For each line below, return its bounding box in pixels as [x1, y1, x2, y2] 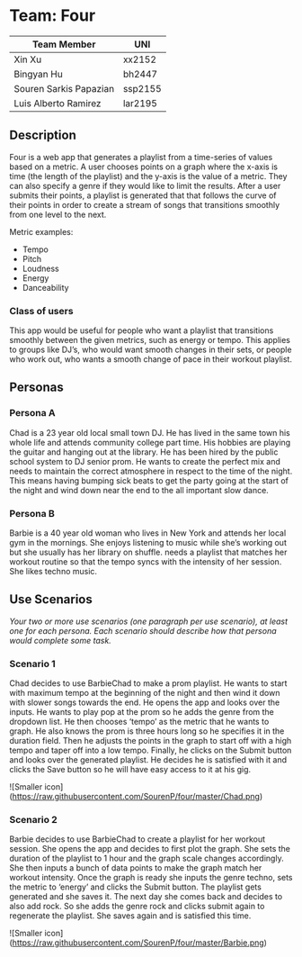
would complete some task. [9, 635, 112, 646]
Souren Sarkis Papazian [13, 82, 115, 95]
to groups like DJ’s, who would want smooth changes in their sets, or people [9, 344, 292, 356]
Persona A [9, 407, 56, 420]
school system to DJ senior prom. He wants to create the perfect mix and [9, 456, 281, 466]
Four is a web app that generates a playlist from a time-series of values [9, 151, 273, 162]
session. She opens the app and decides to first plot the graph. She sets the [9, 844, 290, 854]
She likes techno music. [9, 566, 97, 577]
